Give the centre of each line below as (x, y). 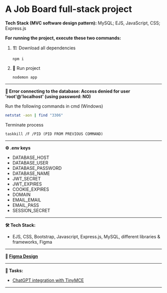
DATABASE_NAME (31, 173)
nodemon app (25, 77)
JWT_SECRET (27, 178)
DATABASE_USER (30, 162)
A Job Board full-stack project (69, 9)
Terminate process (24, 125)
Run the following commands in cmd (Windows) (54, 106)
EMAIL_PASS (26, 205)
